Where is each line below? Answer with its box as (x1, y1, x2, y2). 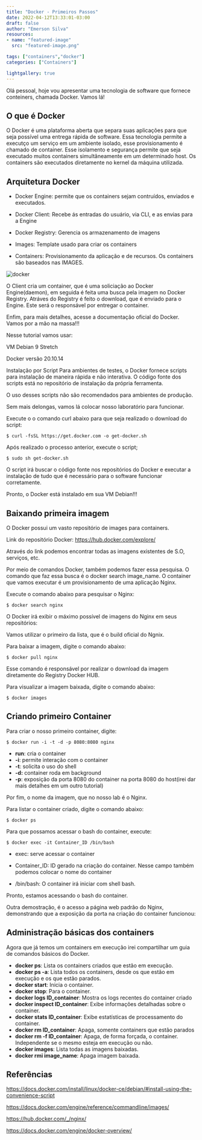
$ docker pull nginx (6, 654, 58, 660)
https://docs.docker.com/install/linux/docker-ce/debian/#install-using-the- (6, 1085, 192, 1093)
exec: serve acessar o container (14, 850, 95, 857)
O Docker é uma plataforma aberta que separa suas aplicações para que (6, 127, 187, 134)
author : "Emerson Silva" (6, 25, 69, 32)
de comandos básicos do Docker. (6, 950, 90, 957)
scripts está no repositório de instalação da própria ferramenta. (6, 380, 164, 387)
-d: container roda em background (14, 769, 101, 776)
